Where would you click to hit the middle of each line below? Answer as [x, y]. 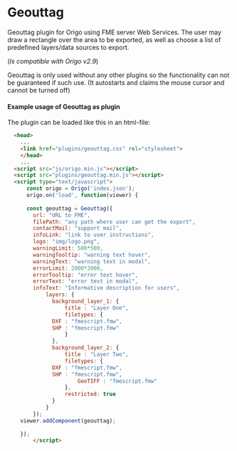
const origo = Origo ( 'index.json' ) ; [80, 189]
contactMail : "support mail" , [78, 228]
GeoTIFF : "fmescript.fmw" [117, 381]
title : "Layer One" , [97, 308]
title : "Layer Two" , [97, 355]
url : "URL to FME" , [62, 215]
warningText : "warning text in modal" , [92, 261]
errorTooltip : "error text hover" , [86, 275]
